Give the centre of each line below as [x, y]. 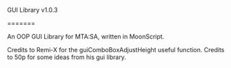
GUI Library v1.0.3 [32, 10]
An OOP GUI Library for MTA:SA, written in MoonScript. [86, 36]
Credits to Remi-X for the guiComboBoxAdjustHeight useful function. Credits [116, 50]
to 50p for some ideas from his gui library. [67, 57]
